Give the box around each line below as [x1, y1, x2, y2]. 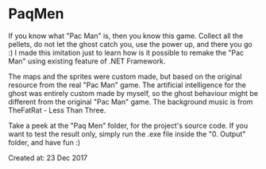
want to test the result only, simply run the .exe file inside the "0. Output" [8, 129, 246, 139]
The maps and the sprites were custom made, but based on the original [8, 71, 242, 81]
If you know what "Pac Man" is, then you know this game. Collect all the [8, 31, 244, 40]
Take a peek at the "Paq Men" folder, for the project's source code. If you [8, 121, 249, 130]
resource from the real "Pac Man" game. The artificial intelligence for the [8, 80, 246, 90]
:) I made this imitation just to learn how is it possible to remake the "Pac [8, 48, 245, 57]
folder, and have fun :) [8, 137, 81, 147]
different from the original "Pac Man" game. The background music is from [8, 97, 253, 106]
